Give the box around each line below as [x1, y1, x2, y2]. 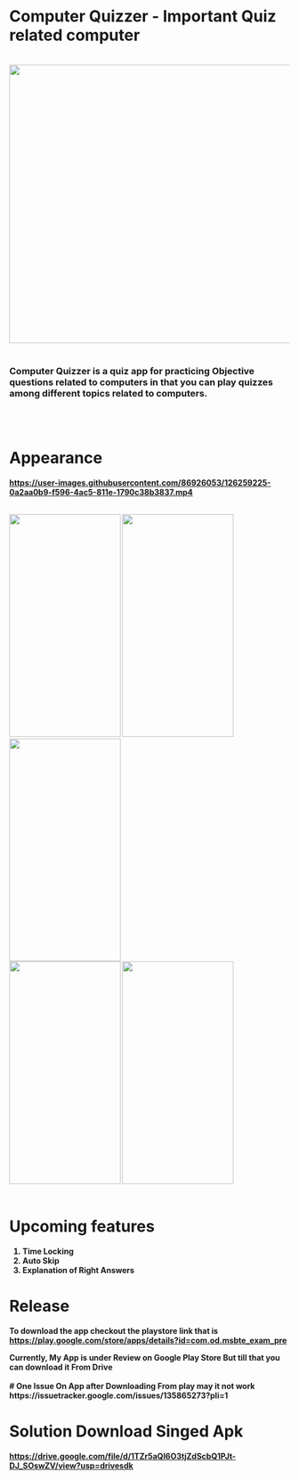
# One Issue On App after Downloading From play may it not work [9, 1381, 255, 1392]
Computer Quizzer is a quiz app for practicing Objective [9, 364, 255, 377]
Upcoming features [9, 1216, 156, 1237]
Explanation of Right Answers [21, 1265, 135, 1276]
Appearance [9, 448, 103, 469]
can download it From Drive [9, 1361, 113, 1373]
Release [9, 1296, 69, 1316]
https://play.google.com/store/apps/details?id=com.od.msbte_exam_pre [9, 1335, 287, 1346]
